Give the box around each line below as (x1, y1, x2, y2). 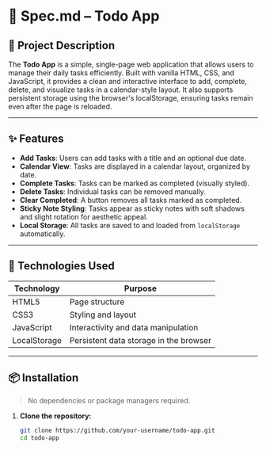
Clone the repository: (19, 411, 92, 421)
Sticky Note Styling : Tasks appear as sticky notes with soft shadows (19, 204, 245, 213)
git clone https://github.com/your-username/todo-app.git (19, 427, 215, 435)
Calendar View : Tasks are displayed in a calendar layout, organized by (19, 162, 251, 171)
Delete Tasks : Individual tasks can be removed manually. (19, 186, 206, 196)
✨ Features (8, 132, 64, 146)
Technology (13, 283, 60, 294)
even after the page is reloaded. (8, 102, 112, 111)
